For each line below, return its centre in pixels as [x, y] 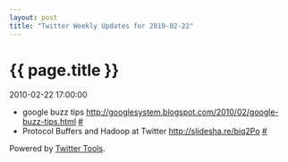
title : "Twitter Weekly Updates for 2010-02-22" [102, 26]
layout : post [34, 17]
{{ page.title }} [64, 70]
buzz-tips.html [49, 122]
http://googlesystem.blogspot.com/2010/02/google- [182, 112]
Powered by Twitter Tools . [57, 149]
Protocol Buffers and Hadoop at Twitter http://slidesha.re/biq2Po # [144, 132]
